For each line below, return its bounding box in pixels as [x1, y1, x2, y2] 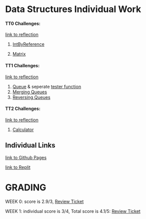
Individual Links [5, 141, 55, 150]
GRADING [5, 182, 46, 193]
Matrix [12, 51, 26, 57]
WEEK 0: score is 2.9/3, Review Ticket [5, 198, 84, 204]
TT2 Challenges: [5, 105, 41, 112]
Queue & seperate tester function [12, 83, 81, 89]
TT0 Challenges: [5, 20, 41, 26]
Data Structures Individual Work [5, 4, 141, 15]
